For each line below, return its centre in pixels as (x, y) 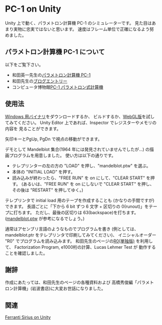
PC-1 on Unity (33, 9)
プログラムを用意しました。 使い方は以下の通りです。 (62, 155)
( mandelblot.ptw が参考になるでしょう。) (45, 218)
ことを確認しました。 (26, 253)
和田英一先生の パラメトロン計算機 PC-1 (51, 75)
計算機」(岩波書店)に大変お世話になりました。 (59, 289)
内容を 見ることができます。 (33, 128)
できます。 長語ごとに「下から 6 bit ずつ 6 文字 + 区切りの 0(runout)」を (77, 206)
